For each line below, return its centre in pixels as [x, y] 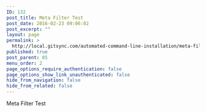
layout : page [23, 35]
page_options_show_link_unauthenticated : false [68, 75]
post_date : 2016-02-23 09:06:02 [48, 23]
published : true [27, 52]
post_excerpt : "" [29, 29]
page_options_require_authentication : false [64, 69]
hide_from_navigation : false [44, 80]
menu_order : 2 [25, 63]
